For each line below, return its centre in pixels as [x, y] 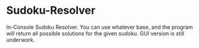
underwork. [21, 40]
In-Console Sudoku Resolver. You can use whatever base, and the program [99, 27]
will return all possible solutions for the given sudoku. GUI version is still [96, 33]
